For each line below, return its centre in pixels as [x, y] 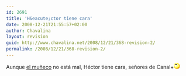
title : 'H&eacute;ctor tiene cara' [49, 18]
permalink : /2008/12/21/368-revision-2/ [56, 49]
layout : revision [27, 37]
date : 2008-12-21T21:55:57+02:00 [47, 24]
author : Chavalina [28, 31]
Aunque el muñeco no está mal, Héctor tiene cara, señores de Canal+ [90, 67]
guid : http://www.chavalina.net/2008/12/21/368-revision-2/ [81, 43]
